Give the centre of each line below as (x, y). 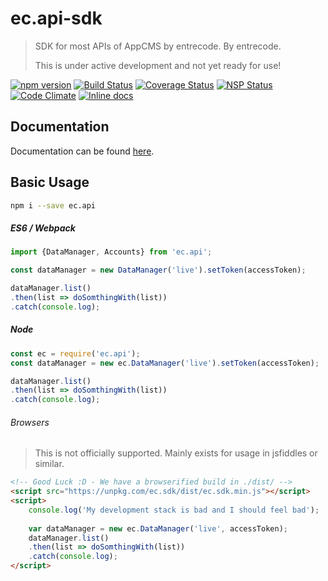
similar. (49, 464)
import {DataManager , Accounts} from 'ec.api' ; (111, 252)
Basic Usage (50, 182)
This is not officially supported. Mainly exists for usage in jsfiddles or (176, 453)
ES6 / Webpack (43, 228)
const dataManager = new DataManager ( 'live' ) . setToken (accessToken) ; (158, 270)
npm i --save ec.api (53, 205)
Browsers (30, 422)
